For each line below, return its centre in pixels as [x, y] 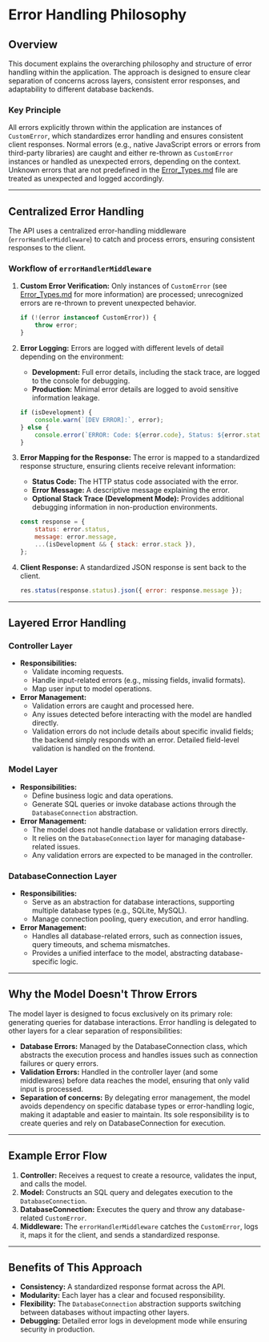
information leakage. [66, 398]
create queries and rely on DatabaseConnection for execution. [122, 1123]
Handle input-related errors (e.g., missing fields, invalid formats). [139, 681]
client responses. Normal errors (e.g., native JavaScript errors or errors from [134, 144]
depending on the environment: [72, 357]
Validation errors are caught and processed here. [113, 706]
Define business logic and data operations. [102, 795]
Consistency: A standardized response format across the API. [122, 1287]
